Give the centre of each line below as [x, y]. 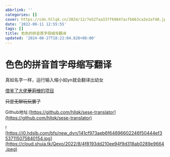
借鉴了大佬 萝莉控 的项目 [30, 90]
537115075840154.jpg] [29, 138]
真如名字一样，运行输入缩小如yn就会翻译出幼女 [54, 80]
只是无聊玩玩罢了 [23, 101]
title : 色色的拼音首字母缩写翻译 [36, 33]
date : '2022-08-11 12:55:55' [36, 24]
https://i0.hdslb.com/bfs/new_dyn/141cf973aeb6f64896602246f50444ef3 [85, 133]
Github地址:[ [18, 112]
